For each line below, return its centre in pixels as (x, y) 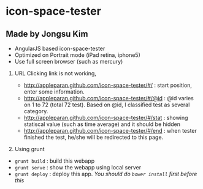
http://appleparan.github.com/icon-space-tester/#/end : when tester (110, 131)
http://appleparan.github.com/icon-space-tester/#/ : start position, (108, 85)
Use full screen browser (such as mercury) (69, 61)
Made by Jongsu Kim (47, 34)
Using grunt (29, 149)
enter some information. (54, 92)
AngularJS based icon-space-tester (60, 48)
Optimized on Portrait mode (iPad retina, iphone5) (77, 55)
